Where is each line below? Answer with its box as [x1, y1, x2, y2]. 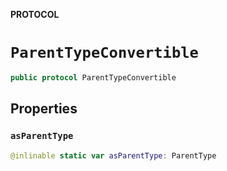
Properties [10, 100, 78, 118]
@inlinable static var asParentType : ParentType [10, 150, 217, 161]
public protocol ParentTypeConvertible [10, 72, 177, 83]
